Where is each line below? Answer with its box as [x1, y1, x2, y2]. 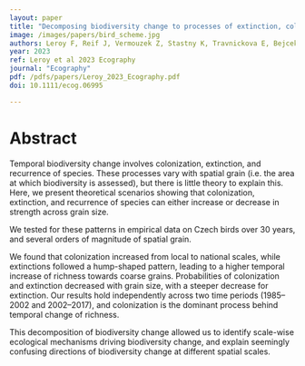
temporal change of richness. [9, 309, 120, 320]
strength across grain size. [9, 206, 109, 217]
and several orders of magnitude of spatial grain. [9, 233, 192, 244]
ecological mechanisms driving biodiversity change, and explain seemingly [9, 336, 290, 347]
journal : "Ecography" [9, 64, 92, 74]
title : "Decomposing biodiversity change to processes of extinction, [9, 22, 282, 31]
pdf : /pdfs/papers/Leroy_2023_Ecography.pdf [9, 73, 181, 82]
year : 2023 [9, 47, 51, 56]
